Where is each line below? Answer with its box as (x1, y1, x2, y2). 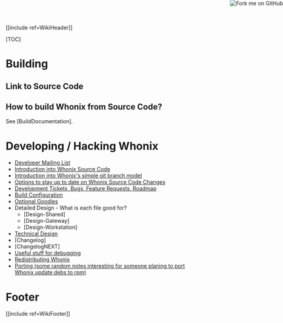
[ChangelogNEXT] (14, 243, 60, 250)
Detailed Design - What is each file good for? (14, 204, 127, 212)
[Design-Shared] (23, 211, 66, 218)
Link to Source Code (5, 81, 84, 91)
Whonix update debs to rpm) (14, 269, 87, 276)
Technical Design (14, 230, 58, 237)
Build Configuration (14, 191, 63, 199)
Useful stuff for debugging (14, 250, 81, 257)
